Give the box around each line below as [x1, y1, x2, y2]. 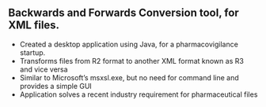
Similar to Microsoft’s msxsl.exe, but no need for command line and [19, 72, 239, 82]
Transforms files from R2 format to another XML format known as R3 [19, 56, 244, 65]
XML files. [8, 19, 60, 32]
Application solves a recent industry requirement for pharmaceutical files [19, 90, 258, 99]
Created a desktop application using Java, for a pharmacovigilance [19, 39, 239, 49]
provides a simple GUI [19, 81, 93, 90]
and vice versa [19, 65, 69, 74]
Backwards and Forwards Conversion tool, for [8, 6, 239, 20]
